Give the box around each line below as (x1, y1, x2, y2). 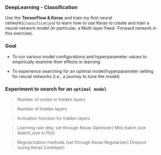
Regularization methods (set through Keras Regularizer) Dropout (17, 139, 146, 145)
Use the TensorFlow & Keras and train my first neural (5, 15, 112, 21)
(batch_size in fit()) (17, 130, 55, 136)
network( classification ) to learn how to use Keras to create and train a (5, 20, 150, 26)
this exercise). (5, 31, 33, 36)
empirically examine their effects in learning (12, 59, 101, 65)
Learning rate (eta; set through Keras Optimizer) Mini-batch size (17, 124, 146, 130)
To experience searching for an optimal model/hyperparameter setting (12, 68, 154, 74)
